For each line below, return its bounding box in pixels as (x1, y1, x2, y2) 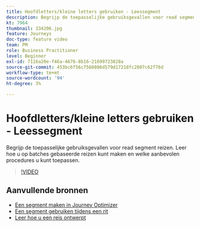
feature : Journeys (6, 31, 52, 37)
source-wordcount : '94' (6, 75, 65, 81)
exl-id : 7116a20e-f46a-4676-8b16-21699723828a (6, 58, 124, 64)
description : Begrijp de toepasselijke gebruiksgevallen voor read (6, 14, 177, 20)
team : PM (6, 42, 28, 48)
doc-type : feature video (6, 36, 68, 42)
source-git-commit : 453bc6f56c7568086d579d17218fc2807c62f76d (6, 64, 164, 70)
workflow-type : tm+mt (6, 70, 60, 76)
